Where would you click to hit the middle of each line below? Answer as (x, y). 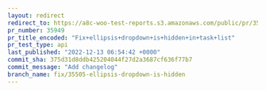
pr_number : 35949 (36, 30)
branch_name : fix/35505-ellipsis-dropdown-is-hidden (96, 74)
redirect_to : (29, 23)
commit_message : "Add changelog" (63, 67)
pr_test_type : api (38, 45)
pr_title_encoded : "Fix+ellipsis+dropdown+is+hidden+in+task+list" (121, 38)
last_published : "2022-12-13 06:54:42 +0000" (84, 52)
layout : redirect (36, 15)
